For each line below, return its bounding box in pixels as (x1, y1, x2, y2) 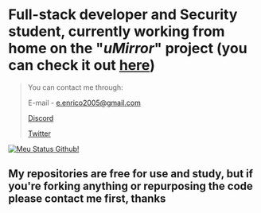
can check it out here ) (8, 56, 155, 75)
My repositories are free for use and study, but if (8, 167, 253, 180)
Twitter (27, 129, 52, 138)
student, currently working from (8, 22, 225, 41)
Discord (27, 113, 54, 122)
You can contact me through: (27, 82, 123, 92)
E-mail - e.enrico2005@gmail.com (27, 98, 141, 107)
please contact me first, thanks (8, 192, 166, 206)
